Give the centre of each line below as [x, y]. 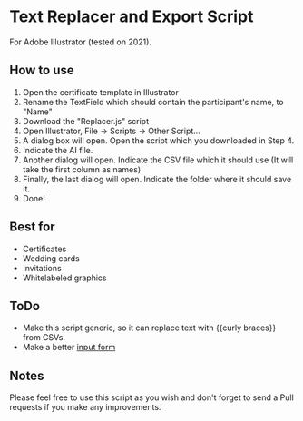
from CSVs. [44, 338]
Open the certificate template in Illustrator [100, 92]
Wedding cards [51, 258]
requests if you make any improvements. [85, 407]
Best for [33, 227]
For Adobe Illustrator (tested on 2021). [81, 42]
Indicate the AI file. [58, 150]
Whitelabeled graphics [64, 278]
